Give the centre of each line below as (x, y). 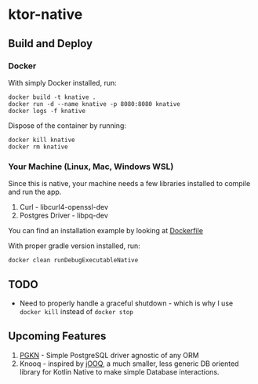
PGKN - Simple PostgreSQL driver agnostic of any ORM (109, 355)
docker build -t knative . (52, 97)
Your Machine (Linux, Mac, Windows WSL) (91, 166)
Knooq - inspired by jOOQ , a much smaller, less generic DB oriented (129, 364)
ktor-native (45, 15)
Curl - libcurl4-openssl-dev (64, 207)
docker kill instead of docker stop (76, 311)
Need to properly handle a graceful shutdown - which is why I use (126, 303)
